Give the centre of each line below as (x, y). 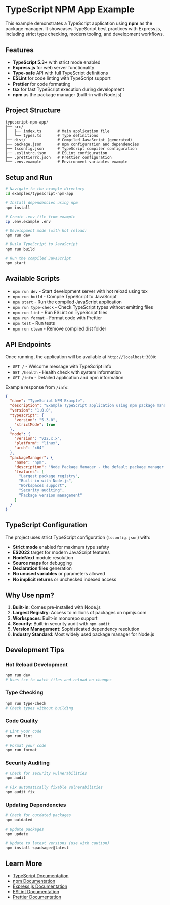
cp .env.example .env (28, 221)
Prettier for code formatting (41, 84)
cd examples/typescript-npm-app (39, 194)
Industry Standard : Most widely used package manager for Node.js (83, 634)
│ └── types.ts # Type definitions (52, 135)
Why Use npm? (30, 595)
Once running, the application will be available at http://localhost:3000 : (81, 357)
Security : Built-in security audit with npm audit (61, 623)
